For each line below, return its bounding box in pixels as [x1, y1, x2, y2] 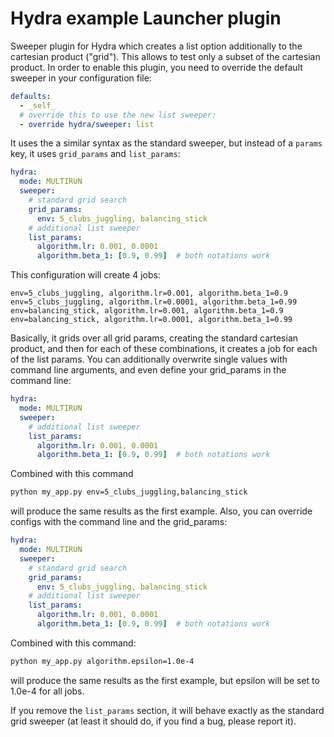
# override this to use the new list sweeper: [19, 110, 217, 120]
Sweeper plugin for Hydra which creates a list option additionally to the [10, 40, 303, 52]
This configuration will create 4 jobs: [10, 269, 161, 281]
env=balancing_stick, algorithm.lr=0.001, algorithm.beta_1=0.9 [10, 306, 284, 316]
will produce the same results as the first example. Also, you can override [10, 505, 313, 517]
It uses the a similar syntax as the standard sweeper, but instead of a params [10, 137, 323, 149]
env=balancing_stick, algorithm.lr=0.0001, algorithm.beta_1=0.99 [10, 315, 293, 325]
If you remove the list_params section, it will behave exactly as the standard [10, 704, 325, 716]
